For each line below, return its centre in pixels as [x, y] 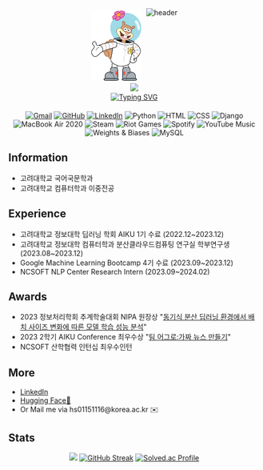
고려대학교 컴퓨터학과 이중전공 [67, 188]
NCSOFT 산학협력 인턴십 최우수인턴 [76, 347]
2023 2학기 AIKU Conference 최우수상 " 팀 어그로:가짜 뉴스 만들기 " [126, 337]
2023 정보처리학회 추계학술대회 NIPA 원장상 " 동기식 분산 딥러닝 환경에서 [133, 317]
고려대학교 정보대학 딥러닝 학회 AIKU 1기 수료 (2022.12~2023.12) [122, 234]
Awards [28, 297]
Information [38, 158]
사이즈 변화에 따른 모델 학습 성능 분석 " [88, 327]
